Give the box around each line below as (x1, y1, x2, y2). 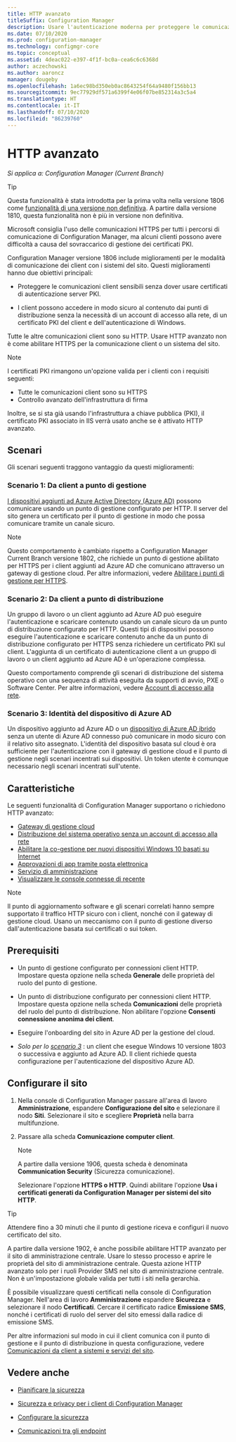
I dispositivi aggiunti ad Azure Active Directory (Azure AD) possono (7, 496, 202, 505)
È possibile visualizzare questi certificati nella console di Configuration (7, 1288, 212, 1296)
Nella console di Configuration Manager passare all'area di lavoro (17, 1096, 207, 1104)
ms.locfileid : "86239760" (7, 115, 83, 122)
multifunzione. (17, 1119, 60, 1127)
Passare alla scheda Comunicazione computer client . (17, 1132, 175, 1140)
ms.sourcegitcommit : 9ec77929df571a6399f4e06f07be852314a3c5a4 (7, 89, 197, 96)
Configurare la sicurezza (17, 1412, 89, 1421)
